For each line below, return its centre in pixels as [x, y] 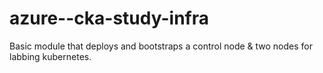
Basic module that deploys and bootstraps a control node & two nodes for [161, 46]
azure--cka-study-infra [109, 18]
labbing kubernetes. [50, 56]
